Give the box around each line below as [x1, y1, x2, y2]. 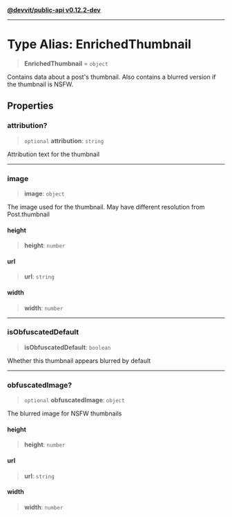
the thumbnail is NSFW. [7, 79, 74, 88]
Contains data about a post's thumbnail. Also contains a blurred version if [7, 73, 216, 81]
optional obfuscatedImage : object [23, 396, 126, 404]
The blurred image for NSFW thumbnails [7, 409, 122, 417]
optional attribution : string [23, 136, 104, 144]
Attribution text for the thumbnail [7, 150, 100, 158]
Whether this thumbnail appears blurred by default [7, 356, 151, 365]
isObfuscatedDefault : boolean [23, 343, 111, 351]
